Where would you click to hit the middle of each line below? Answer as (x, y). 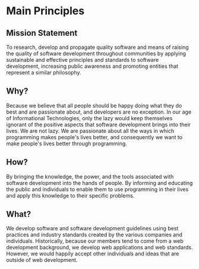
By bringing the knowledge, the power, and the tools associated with (90, 176)
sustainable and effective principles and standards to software (83, 60)
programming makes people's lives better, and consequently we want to (94, 137)
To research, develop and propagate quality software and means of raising (97, 47)
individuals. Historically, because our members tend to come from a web (95, 241)
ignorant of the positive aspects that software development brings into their (99, 124)
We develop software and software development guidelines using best (92, 229)
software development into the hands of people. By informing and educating (99, 183)
